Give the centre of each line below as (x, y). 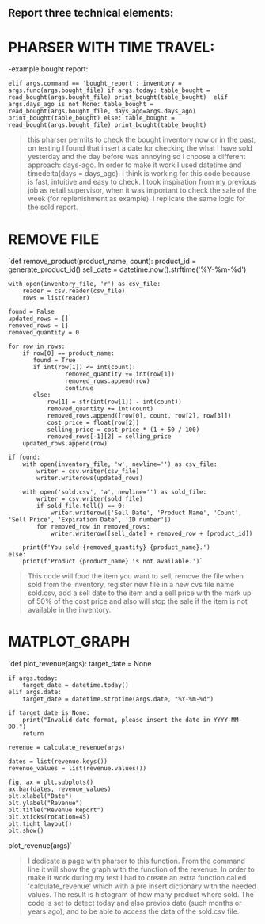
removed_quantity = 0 (44, 333)
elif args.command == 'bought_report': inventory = (95, 84)
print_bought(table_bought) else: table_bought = (92, 118)
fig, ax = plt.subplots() (51, 783)
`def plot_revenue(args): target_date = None (80, 664)
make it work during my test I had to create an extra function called (137, 878)
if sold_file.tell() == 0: (81, 506)
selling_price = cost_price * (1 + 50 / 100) (123, 430)
